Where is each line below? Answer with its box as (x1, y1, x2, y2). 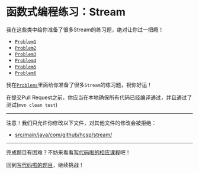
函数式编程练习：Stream (6, 5, 126, 19)
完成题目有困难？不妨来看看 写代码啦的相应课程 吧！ (6, 149, 131, 156)
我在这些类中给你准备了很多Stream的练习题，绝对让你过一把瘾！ (6, 26, 164, 33)
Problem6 (14, 70, 37, 76)
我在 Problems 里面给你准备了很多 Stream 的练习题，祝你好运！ (6, 81, 153, 88)
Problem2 (14, 45, 37, 51)
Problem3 (14, 51, 37, 57)
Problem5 (14, 64, 37, 70)
